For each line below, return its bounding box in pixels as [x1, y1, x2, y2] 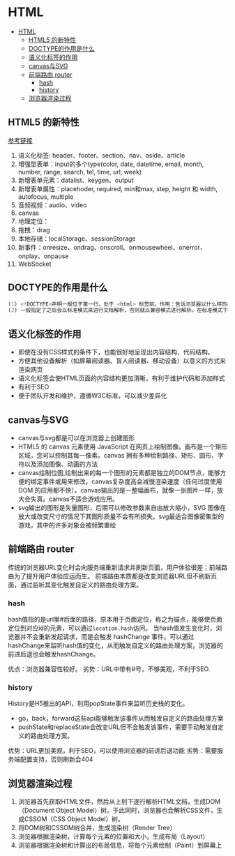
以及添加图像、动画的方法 [24, 460, 98, 468]
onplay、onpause [17, 252, 69, 260]
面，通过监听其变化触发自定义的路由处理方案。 [8, 580, 142, 589]
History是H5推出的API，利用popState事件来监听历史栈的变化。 [8, 699, 189, 708]
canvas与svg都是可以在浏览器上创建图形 [17, 433, 135, 442]
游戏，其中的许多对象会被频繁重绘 [17, 520, 116, 529]
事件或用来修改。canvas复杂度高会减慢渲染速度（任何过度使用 [42, 477, 222, 486]
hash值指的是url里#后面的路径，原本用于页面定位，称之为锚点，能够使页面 [8, 615, 222, 624]
